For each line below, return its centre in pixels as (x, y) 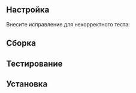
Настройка (28, 10)
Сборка (21, 43)
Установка (27, 84)
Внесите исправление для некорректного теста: (68, 24)
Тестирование (34, 63)
